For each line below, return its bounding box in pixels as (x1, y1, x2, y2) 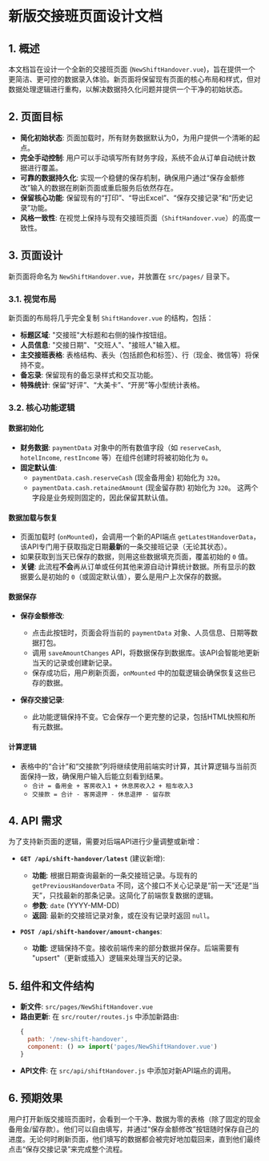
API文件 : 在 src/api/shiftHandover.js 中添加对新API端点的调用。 (19, 1066, 236, 1075)
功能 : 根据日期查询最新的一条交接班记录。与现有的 (31, 870, 198, 881)
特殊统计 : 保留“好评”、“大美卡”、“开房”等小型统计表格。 (19, 380, 204, 389)
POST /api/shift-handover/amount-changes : (19, 926, 163, 937)
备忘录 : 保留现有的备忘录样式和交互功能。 (19, 370, 158, 380)
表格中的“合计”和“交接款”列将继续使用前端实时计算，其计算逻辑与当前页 (19, 761, 258, 771)
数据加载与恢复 (8, 512, 58, 522)
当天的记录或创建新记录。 (31, 658, 117, 668)
